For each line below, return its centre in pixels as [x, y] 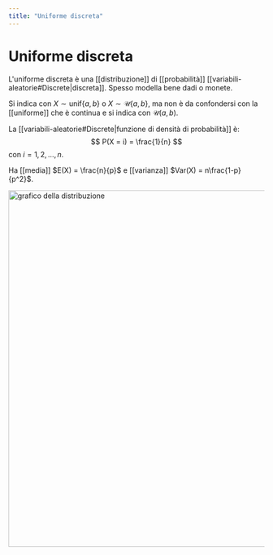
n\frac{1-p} [223, 170]
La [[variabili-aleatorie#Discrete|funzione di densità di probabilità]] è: [124, 129]
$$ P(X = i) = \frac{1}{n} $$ [136, 141]
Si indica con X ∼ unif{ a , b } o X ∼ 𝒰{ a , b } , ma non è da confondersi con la [133, 104]
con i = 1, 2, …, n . [36, 154]
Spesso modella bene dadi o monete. [171, 87]
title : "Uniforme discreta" [56, 16]
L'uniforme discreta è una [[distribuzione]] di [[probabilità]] [107, 79]
